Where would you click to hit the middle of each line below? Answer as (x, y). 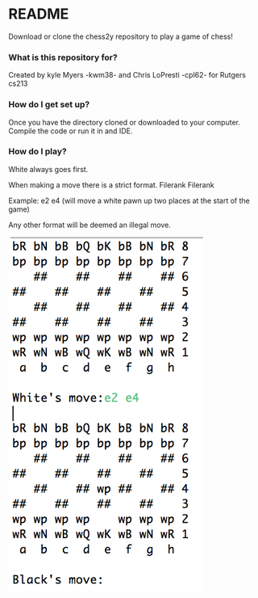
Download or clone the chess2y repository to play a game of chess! (121, 36)
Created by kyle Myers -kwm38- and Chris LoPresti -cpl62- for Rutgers (127, 75)
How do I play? (37, 152)
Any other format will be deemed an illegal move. (89, 225)
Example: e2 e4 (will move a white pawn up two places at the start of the (129, 200)
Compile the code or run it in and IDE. (71, 131)
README (39, 14)
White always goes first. (48, 169)
